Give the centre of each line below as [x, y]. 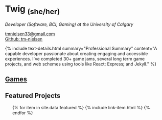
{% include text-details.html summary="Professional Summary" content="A [81, 48]
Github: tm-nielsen [24, 39]
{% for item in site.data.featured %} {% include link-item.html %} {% [81, 107]
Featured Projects [33, 96]
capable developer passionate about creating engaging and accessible [77, 53]
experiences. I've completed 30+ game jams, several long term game [75, 59]
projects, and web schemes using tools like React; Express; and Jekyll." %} [81, 64]
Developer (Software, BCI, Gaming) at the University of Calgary [69, 24]
